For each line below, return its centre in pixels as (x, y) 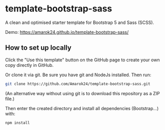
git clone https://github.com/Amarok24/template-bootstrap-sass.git (78, 84)
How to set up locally (38, 48)
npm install (17, 123)
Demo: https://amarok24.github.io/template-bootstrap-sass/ (67, 32)
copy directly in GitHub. (29, 65)
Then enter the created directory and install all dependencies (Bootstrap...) (82, 108)
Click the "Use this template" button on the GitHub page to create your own (82, 60)
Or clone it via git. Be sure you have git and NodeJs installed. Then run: (78, 75)
